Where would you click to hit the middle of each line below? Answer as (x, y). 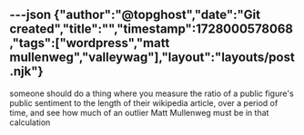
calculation (30, 122)
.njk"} (26, 72)
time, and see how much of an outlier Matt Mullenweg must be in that (139, 112)
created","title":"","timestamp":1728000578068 (152, 29)
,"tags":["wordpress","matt (90, 43)
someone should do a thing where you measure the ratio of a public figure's (152, 93)
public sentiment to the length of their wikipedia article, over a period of (144, 102)
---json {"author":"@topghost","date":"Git (135, 15)
